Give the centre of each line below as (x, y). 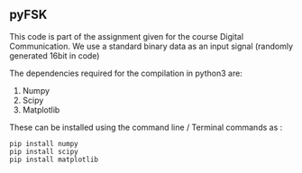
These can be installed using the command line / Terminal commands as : (146, 127)
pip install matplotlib (54, 159)
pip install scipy (44, 151)
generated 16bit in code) (55, 55)
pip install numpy (44, 143)
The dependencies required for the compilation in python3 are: (126, 73)
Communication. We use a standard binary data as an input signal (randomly (151, 46)
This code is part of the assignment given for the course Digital (127, 36)
